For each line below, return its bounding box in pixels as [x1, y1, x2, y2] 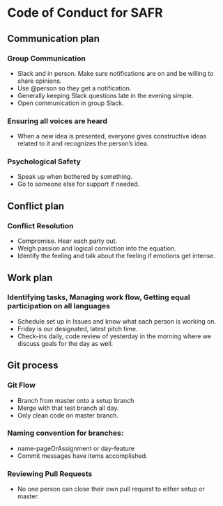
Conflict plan [7, 200, 65, 212]
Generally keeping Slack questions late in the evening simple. [17, 91, 194, 100]
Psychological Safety [7, 157, 82, 166]
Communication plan [7, 33, 100, 45]
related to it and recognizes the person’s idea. [17, 139, 149, 148]
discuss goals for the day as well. [17, 339, 114, 347]
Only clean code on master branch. [17, 411, 119, 419]
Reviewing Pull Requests [7, 468, 93, 478]
